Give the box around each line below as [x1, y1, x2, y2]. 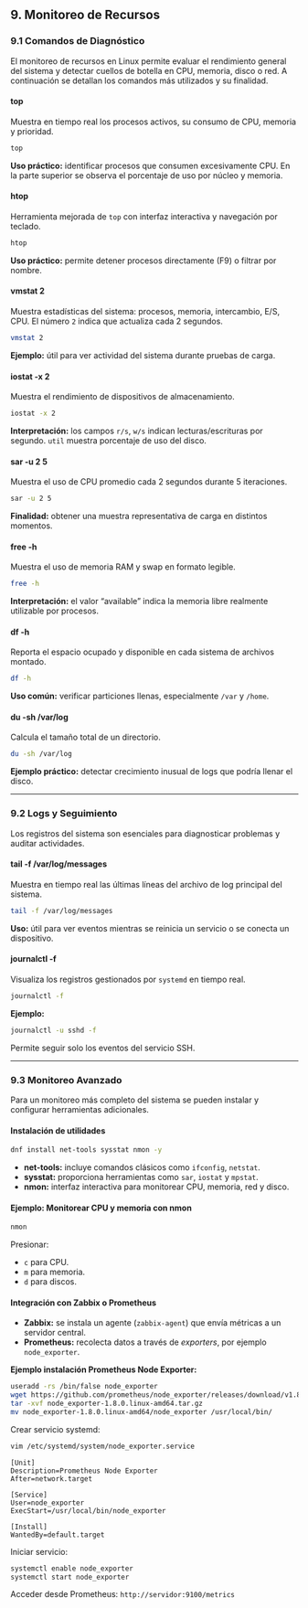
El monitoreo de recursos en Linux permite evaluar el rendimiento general [10, 55, 287, 67]
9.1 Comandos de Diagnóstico [10, 35, 145, 48]
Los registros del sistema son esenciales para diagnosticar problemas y [10, 827, 281, 839]
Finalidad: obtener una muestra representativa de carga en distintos [10, 511, 268, 522]
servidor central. [23, 1327, 86, 1338]
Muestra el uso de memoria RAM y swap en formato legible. [10, 561, 236, 572]
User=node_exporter [10, 1498, 85, 1507]
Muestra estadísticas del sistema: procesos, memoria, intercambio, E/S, [10, 306, 281, 317]
